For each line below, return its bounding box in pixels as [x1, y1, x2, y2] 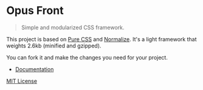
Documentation [15, 65, 54, 73]
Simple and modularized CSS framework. [21, 24, 125, 31]
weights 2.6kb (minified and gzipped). [6, 42, 101, 49]
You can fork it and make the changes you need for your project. [6, 54, 168, 61]
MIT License [6, 77, 38, 85]
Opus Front [6, 4, 64, 18]
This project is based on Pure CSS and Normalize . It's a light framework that [6, 35, 197, 43]
